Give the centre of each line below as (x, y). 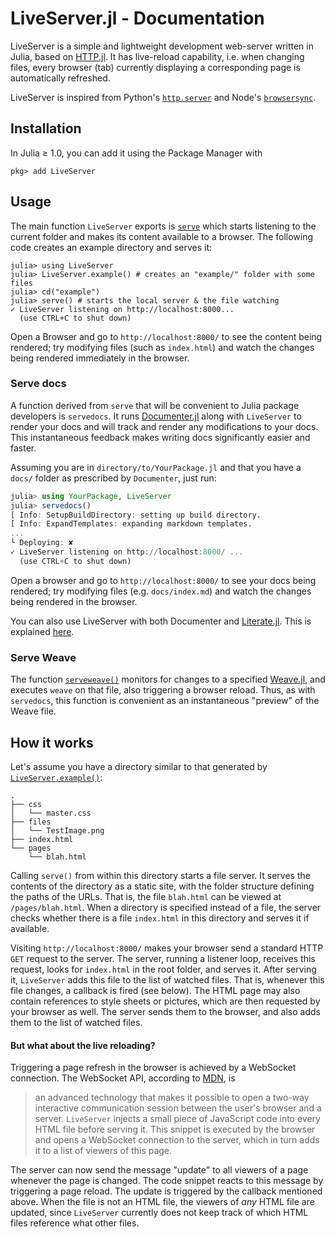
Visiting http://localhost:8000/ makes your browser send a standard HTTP (167, 948)
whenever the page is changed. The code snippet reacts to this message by (167, 1181)
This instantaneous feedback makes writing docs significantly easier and (160, 437)
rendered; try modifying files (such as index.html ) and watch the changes (162, 347)
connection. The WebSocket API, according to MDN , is (123, 1078)
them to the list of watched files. (76, 1022)
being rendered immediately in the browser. (100, 358)
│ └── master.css (51, 813)
